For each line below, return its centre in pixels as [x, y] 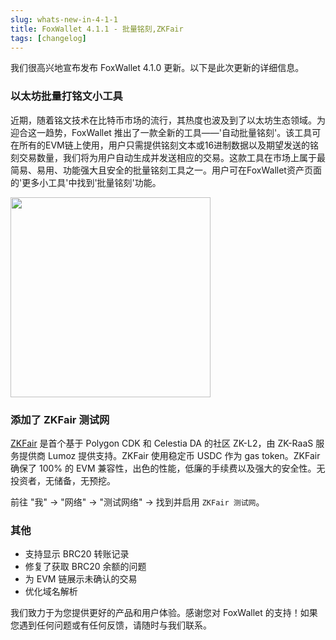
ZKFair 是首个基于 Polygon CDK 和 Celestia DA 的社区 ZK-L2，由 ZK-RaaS [162, 443]
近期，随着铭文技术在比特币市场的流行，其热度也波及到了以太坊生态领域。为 [168, 120]
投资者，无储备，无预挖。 [63, 480]
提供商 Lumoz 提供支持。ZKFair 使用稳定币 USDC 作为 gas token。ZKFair [169, 455]
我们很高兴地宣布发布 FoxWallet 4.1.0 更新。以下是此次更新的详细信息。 [157, 68]
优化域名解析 [51, 592]
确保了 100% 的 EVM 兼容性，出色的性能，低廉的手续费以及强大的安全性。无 [168, 468]
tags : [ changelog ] [48, 38]
